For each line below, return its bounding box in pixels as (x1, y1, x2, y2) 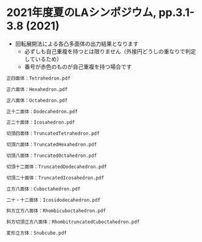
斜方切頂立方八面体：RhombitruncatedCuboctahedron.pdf (6, 219, 140, 225)
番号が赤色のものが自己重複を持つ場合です (24, 62, 132, 70)
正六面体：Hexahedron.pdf (6, 86, 68, 93)
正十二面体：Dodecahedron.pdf (6, 108, 78, 115)
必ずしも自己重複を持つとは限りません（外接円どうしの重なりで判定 (24, 47, 196, 55)
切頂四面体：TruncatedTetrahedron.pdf (6, 130, 100, 137)
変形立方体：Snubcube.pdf (6, 230, 67, 236)
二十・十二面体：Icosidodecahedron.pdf (6, 197, 101, 203)
